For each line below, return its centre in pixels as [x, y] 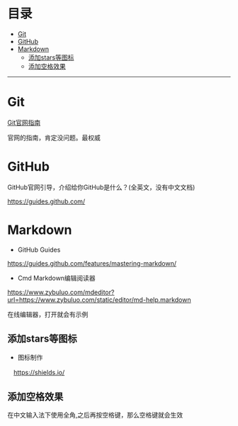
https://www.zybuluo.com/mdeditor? [61, 292]
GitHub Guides [39, 250]
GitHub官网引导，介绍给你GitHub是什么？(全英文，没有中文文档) [101, 187]
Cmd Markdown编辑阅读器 [56, 278]
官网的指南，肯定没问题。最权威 [54, 138]
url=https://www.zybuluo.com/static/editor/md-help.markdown [99, 299]
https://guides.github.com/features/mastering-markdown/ [92, 263]
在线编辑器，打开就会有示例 [48, 314]
